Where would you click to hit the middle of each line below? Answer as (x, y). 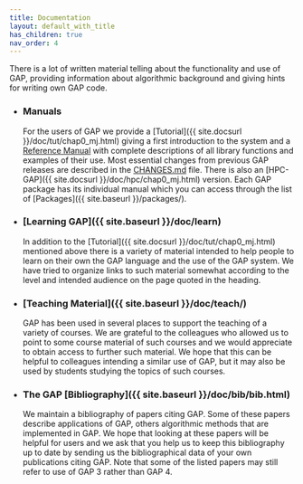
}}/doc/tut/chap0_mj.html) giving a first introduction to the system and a (156, 140)
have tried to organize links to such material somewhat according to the (156, 270)
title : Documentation (50, 18)
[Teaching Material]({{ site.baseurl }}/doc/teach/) (134, 303)
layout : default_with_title (62, 26)
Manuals (42, 111)
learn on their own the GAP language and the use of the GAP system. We (158, 261)
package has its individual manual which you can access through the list (157, 189)
